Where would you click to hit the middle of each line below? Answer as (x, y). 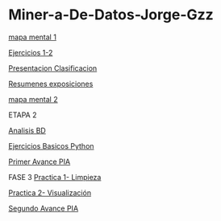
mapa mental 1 (32, 37)
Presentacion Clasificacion (53, 68)
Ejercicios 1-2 (31, 52)
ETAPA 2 (23, 115)
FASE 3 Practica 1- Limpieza (55, 177)
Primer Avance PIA (40, 162)
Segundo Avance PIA (44, 208)
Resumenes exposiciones (51, 84)
